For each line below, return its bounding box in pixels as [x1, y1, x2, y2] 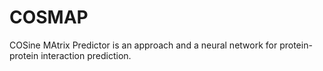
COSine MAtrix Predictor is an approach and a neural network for [9, 39, 278, 51]
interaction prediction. [40, 49, 132, 61]
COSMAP [9, 6, 89, 29]
